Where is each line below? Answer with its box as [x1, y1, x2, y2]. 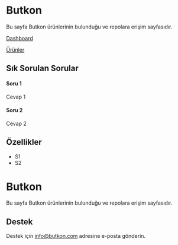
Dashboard [6, 34, 34, 42]
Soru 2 [6, 107, 23, 114]
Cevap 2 [6, 120, 27, 127]
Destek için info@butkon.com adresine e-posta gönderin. [6, 233, 146, 240]
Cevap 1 [6, 93, 25, 100]
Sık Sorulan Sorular [6, 63, 79, 74]
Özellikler [6, 137, 43, 147]
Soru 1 [6, 79, 22, 87]
